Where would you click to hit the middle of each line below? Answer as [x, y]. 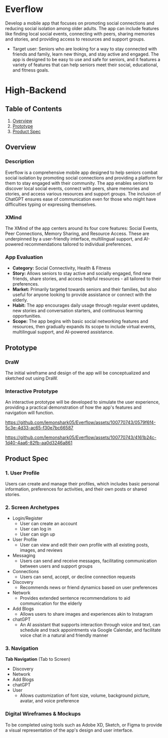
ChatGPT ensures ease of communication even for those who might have [81, 199]
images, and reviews [41, 550]
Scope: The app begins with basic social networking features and [80, 321]
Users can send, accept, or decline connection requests [78, 577]
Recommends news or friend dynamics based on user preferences [88, 588]
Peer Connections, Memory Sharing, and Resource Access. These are [77, 233]
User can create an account [48, 524]
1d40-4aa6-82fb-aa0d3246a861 [39, 443]
